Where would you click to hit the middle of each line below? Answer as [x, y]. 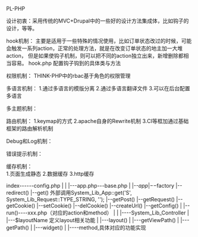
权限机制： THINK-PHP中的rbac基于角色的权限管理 [68, 76]
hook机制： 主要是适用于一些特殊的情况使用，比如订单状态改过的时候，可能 [99, 41]
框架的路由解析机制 [30, 128]
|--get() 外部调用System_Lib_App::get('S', [81, 193]
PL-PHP [16, 9]
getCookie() [21, 206]
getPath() [18, 227]
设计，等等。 [22, 28]
